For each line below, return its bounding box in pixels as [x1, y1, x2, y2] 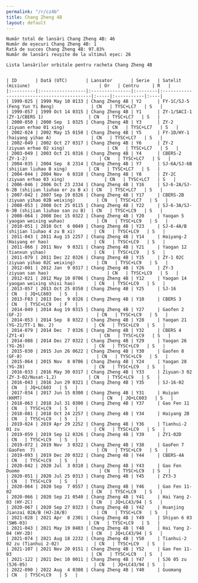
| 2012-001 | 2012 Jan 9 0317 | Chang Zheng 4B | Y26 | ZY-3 [6, 265, 174, 271]
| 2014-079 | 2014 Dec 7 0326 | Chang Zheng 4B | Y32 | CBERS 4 [6, 328, 182, 334]
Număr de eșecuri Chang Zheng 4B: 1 [6, 41, 97, 48]
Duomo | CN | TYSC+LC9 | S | [6, 468, 171, 474]
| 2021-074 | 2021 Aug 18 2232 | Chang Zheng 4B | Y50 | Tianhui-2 [6, 536, 187, 542]
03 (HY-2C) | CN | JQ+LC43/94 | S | [6, 499, 163, 506]
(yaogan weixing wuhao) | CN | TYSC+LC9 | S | [6, 218, 168, 224]
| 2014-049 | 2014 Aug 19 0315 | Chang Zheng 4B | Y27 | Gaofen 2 [6, 307, 184, 313]
